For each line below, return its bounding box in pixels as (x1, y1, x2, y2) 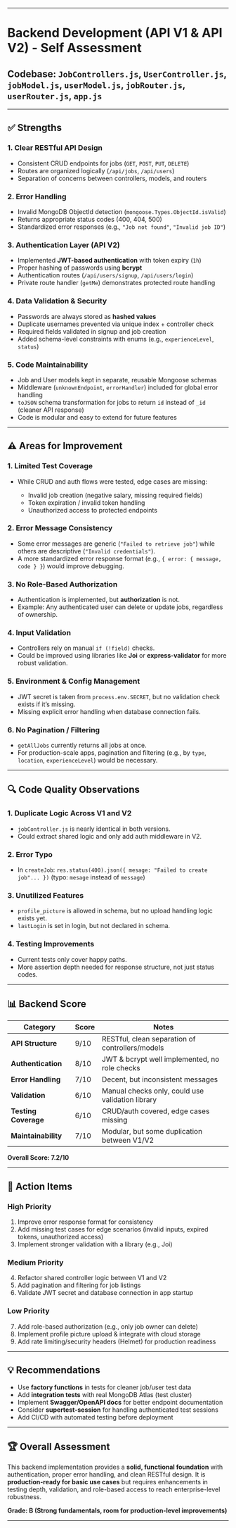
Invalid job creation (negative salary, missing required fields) (27, 491, 203, 499)
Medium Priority (7, 1258, 64, 1267)
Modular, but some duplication (101, 1127, 202, 1136)
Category (23, 1022, 56, 1032)
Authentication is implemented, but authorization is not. (17, 596, 181, 604)
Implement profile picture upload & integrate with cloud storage (17, 1329, 202, 1338)
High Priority (7, 1201, 52, 1211)
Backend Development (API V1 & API (7, 25, 223, 41)
